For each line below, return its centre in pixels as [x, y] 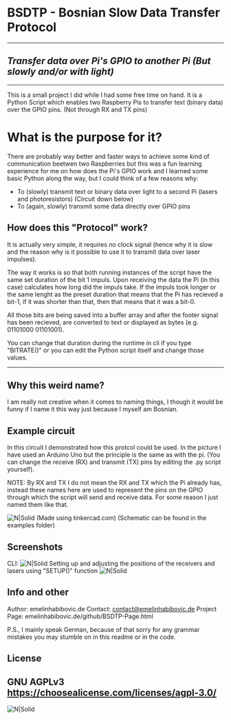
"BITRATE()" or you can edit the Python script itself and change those [106, 350]
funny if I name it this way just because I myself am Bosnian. [93, 409]
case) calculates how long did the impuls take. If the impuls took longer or [112, 287]
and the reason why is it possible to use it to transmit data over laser [104, 252]
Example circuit [41, 431]
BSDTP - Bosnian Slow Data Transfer [114, 13]
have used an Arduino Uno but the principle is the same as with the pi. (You [114, 455]
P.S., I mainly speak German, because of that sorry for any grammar [103, 629]
